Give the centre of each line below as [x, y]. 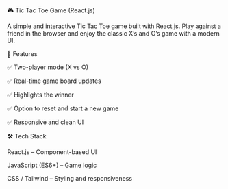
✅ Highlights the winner [40, 94]
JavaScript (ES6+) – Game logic [52, 165]
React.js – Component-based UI [52, 152]
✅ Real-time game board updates [54, 81]
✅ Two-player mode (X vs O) [48, 67]
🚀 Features [22, 54]
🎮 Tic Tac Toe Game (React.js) [51, 10]
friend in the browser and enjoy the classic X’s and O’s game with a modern [114, 33]
